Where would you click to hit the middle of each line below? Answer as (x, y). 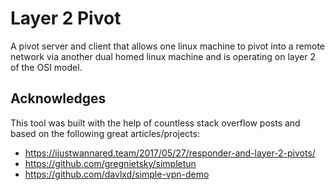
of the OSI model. (46, 67)
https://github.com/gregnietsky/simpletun (110, 163)
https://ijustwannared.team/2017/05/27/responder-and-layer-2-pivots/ (170, 153)
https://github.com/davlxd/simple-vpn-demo (117, 174)
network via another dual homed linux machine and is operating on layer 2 (163, 56)
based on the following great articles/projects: (105, 133)
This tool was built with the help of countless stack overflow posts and (155, 123)
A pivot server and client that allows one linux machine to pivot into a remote (168, 46)
